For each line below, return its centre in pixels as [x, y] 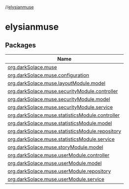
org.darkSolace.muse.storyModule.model [55, 147]
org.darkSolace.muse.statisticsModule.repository [64, 131]
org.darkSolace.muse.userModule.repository [59, 171]
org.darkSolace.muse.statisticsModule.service [61, 139]
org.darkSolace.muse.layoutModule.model [57, 83]
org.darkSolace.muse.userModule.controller [59, 155]
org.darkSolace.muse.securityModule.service [60, 107]
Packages [20, 45]
